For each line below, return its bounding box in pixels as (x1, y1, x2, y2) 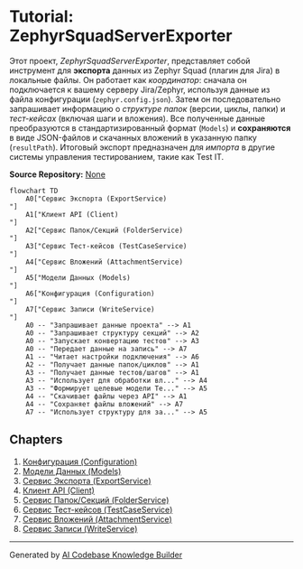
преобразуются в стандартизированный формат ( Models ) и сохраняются (9, 122, 291, 133)
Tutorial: (9, 6, 74, 27)
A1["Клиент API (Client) (25, 210, 119, 219)
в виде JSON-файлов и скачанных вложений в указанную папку (9, 132, 257, 143)
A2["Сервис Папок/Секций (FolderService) (25, 226, 183, 235)
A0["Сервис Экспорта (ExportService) (25, 194, 168, 203)
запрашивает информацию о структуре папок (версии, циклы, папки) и (9, 103, 286, 114)
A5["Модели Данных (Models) (25, 273, 131, 282)
